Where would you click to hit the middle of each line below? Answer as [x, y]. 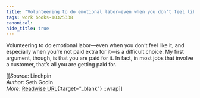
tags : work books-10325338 [40, 17]
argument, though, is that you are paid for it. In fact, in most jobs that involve [100, 58]
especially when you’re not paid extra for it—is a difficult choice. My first [95, 52]
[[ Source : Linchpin [29, 76]
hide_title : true [28, 28]
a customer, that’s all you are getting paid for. [62, 65]
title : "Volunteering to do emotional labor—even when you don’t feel [96, 12]
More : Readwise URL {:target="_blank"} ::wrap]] [65, 89]
